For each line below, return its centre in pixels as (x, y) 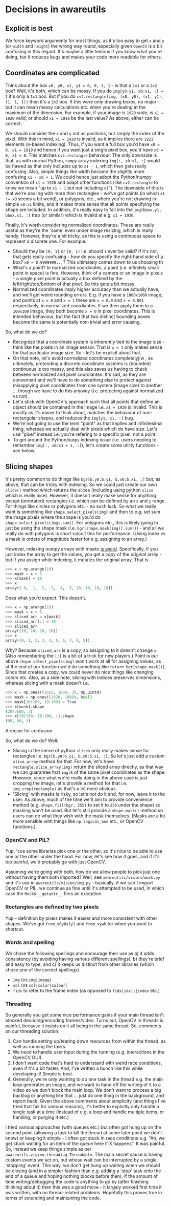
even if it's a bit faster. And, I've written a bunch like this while (78, 1068)
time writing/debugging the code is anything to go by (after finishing (77, 1182)
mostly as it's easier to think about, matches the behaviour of (77, 412)
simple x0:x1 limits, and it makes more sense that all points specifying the (82, 204)
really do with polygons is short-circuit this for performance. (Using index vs (86, 533)
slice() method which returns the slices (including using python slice (80, 490)
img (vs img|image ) (32, 980)
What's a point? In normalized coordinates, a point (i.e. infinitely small (86, 267)
